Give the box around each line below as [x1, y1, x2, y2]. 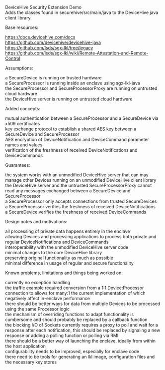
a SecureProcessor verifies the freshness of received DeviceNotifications [5, 204, 156, 209]
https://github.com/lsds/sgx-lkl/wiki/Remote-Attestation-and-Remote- [5, 50, 149, 56]
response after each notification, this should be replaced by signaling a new [5, 327, 161, 333]
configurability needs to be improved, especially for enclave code [5, 349, 140, 354]
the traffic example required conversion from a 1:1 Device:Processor [5, 285, 144, 291]
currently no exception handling [5, 280, 71, 285]
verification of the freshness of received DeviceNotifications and [5, 147, 138, 153]
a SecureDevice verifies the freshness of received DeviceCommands [5, 209, 147, 215]
